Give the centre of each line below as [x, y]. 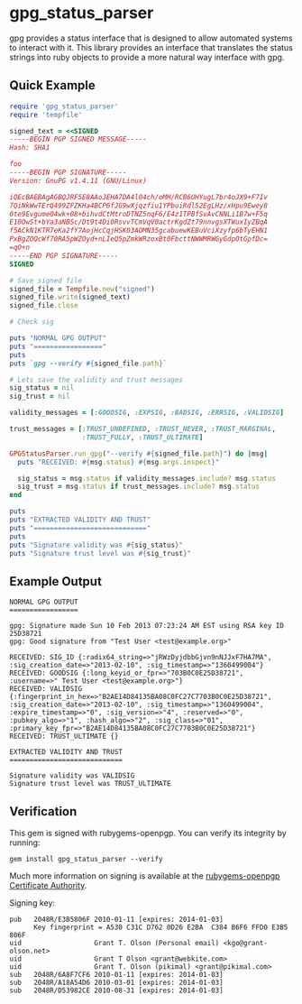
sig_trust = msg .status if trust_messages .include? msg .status [138, 487]
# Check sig [32, 322]
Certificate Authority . [48, 885]
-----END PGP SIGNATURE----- [64, 255]
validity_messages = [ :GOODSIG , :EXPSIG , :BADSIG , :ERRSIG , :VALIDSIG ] [146, 413]
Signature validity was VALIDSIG [72, 776]
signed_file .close [44, 306]
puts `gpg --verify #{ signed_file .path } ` [88, 364]
